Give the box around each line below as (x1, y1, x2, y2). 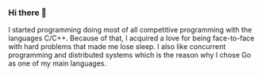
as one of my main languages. (8, 59, 107, 68)
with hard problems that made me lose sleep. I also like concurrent (8, 42, 226, 51)
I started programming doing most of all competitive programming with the (8, 25, 252, 35)
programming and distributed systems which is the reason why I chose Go (8, 51, 252, 60)
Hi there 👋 (8, 7, 48, 18)
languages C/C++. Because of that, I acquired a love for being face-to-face (8, 33, 255, 43)
